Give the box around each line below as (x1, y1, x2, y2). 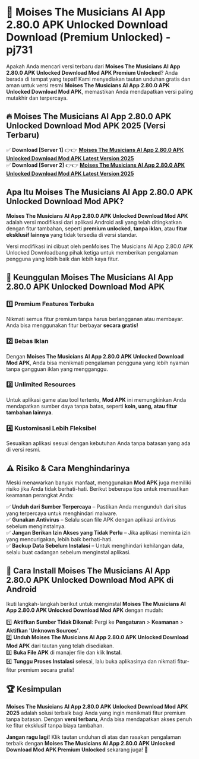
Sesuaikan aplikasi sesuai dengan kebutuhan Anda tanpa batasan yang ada (6, 440, 191, 447)
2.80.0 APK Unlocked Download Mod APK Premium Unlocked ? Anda (6, 69, 178, 76)
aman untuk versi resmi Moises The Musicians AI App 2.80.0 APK (6, 81, 170, 88)
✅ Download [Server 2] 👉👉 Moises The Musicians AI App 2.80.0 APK (6, 161, 185, 169)
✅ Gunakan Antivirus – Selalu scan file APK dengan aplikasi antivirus (6, 516, 176, 523)
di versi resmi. (6, 446, 40, 453)
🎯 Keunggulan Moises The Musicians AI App (6, 272, 173, 282)
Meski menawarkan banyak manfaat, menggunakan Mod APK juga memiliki (6, 479, 191, 486)
